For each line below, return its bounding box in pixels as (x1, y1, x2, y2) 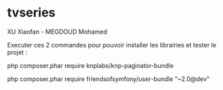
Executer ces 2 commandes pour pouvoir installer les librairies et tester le (7, 41, 217, 49)
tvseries (7, 5, 56, 21)
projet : (7, 48, 28, 56)
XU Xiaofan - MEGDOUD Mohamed (7, 27, 108, 36)
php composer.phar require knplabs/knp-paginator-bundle (7, 61, 174, 69)
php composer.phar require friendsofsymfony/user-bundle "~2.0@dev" (7, 74, 210, 83)
